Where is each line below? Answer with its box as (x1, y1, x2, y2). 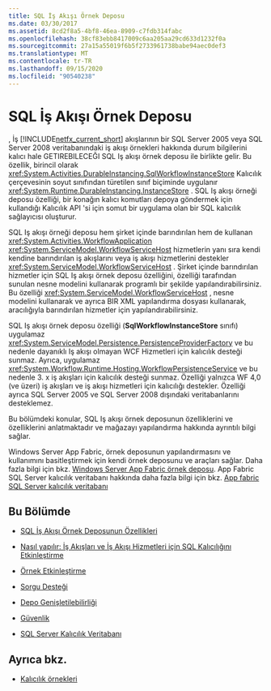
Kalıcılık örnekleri (19, 674, 78, 684)
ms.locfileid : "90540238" (8, 72, 95, 80)
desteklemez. (8, 398, 53, 408)
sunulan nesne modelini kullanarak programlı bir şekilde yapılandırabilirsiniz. (8, 279, 262, 289)
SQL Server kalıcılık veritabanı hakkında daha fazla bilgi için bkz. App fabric (8, 472, 260, 483)
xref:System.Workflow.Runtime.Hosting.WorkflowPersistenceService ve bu (8, 363, 258, 373)
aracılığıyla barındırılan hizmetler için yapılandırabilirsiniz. (8, 305, 198, 315)
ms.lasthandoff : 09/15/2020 (8, 65, 104, 73)
